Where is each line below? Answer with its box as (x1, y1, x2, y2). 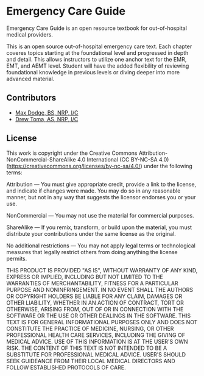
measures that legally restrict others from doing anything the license (6, 248, 178, 255)
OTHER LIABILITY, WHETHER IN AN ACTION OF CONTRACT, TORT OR (6, 299, 184, 306)
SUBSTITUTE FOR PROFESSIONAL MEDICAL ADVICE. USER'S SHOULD (6, 350, 186, 358)
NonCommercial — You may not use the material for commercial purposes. (6, 211, 194, 219)
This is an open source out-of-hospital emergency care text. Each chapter (6, 43, 192, 50)
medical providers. (6, 30, 54, 38)
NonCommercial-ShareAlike (6, 155, 76, 163)
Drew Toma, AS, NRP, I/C (15, 115, 79, 122)
